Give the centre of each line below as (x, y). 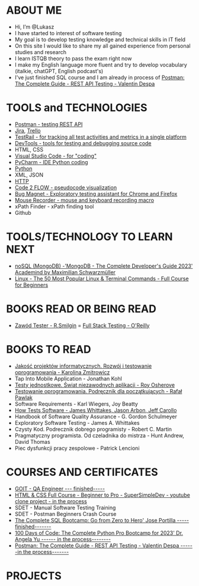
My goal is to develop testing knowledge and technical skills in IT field (100, 39)
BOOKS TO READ (49, 349)
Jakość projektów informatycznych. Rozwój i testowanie (83, 366)
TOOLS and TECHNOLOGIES (77, 108)
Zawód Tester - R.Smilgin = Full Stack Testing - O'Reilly (82, 325)
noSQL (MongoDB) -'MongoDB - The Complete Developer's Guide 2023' (104, 266)
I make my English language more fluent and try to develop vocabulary (101, 65)
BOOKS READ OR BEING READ (81, 309)
